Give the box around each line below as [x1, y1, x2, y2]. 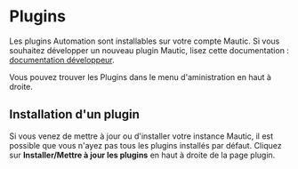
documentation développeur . [9, 54, 116, 65]
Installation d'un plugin [9, 107, 141, 122]
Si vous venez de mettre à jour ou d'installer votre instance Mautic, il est [9, 131, 274, 141]
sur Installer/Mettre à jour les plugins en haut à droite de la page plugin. [9, 149, 276, 160]
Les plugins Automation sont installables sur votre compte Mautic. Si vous [9, 36, 280, 46]
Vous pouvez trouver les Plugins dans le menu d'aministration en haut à [9, 71, 271, 82]
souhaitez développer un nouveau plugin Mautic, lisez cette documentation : [9, 44, 289, 55]
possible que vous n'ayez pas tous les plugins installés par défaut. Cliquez [9, 140, 282, 150]
